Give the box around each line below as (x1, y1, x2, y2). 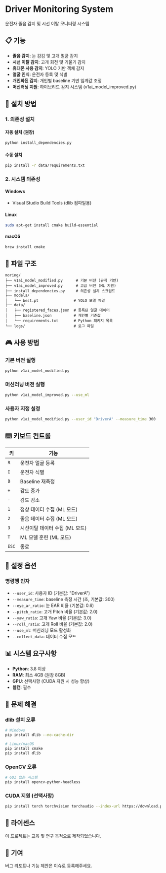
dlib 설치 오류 (5, 716, 36, 723)
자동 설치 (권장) (5, 129, 35, 135)
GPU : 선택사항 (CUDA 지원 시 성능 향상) (12, 678, 90, 684)
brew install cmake (5, 244, 45, 249)
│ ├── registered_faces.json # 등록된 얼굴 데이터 (5, 308, 110, 313)
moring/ (5, 273, 21, 278)
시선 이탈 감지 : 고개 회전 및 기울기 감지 (12, 59, 86, 65)
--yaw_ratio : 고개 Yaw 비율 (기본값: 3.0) (12, 614, 92, 621)
